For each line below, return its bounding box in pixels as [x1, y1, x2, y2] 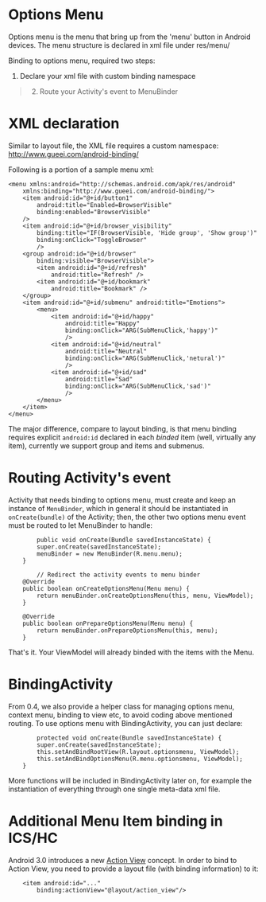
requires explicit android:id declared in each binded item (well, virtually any [8, 432, 256, 442]
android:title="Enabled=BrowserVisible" [37, 201, 172, 209]
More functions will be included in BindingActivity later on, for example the [8, 775, 253, 785]
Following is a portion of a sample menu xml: [8, 165, 155, 174]
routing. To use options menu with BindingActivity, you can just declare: [8, 718, 243, 728]
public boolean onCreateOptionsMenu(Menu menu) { [22, 584, 191, 592]
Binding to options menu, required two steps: [8, 56, 156, 65]
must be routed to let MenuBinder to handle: [8, 520, 153, 530]
